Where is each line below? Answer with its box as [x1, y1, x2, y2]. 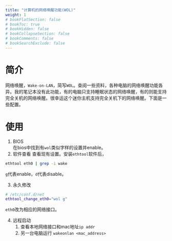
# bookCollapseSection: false [5, 31, 70, 36]
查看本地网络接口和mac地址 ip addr [20, 224, 95, 230]
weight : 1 [5, 12, 27, 17]
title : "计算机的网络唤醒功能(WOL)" [5, 7, 76, 13]
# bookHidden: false [5, 27, 50, 32]
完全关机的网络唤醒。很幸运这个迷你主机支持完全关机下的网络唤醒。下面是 [5, 95, 162, 101]
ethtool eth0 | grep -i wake [5, 161, 68, 166]
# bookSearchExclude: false [5, 41, 66, 46]
